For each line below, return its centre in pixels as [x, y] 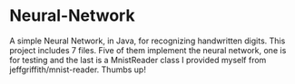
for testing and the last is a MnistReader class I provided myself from [138, 60]
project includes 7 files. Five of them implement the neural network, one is [148, 50]
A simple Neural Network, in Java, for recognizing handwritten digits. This [147, 41]
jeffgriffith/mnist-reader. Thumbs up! [78, 70]
